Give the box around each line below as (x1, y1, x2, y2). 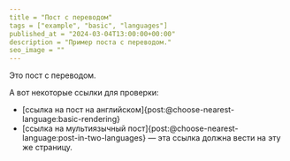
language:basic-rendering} (21, 114, 121, 125)
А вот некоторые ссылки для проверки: (9, 88, 159, 98)
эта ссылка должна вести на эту (157, 133, 281, 143)
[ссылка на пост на (21, 104, 95, 115)
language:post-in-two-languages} (21, 133, 147, 143)
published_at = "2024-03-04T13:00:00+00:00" (9, 29, 176, 38)
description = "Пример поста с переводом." (9, 37, 172, 47)
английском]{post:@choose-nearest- (95, 104, 235, 115)
